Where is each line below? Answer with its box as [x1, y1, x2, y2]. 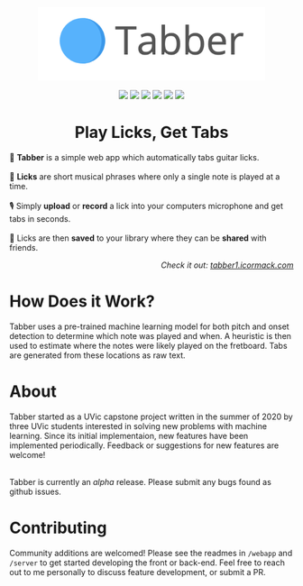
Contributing [9, 517, 107, 538]
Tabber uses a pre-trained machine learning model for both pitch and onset [9, 321, 290, 332]
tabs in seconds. [9, 213, 71, 224]
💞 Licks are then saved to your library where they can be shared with [9, 233, 268, 243]
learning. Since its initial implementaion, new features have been [9, 430, 249, 441]
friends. [9, 242, 39, 252]
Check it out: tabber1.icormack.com [161, 260, 294, 270]
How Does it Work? [9, 291, 155, 312]
